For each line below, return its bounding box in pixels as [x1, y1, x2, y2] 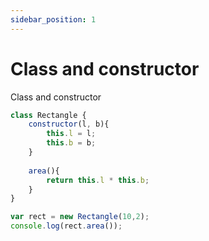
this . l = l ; [46, 129, 97, 139]
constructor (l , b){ [28, 119, 110, 130]
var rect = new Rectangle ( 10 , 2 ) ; [10, 212, 150, 222]
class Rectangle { [10, 110, 87, 120]
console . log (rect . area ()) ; [10, 221, 123, 231]
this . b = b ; [46, 138, 97, 148]
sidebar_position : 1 [10, 14, 97, 25]
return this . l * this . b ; [46, 175, 150, 185]
